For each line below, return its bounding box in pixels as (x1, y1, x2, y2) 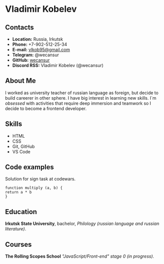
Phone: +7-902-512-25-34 (12, 41, 67, 47)
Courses (5, 240, 32, 249)
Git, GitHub (12, 143, 35, 149)
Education (5, 207, 37, 216)
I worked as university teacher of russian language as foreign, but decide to (5, 90, 159, 96)
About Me (5, 76, 36, 85)
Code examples (5, 163, 54, 171)
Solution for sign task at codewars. (5, 176, 76, 182)
